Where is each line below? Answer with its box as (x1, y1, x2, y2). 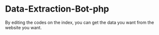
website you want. (5, 24, 42, 30)
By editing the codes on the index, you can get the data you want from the (5, 19, 155, 25)
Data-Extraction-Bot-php (5, 3, 109, 15)
